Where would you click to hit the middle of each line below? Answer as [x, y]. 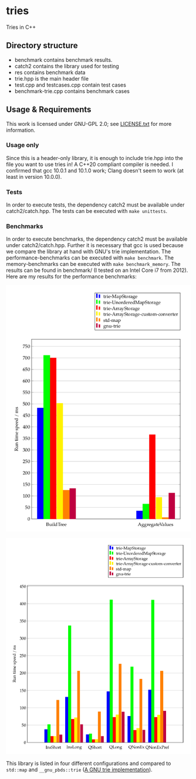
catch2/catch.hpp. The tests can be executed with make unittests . [87, 211]
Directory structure [42, 46]
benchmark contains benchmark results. [63, 59]
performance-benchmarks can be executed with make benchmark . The [90, 258]
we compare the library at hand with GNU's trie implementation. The [89, 252]
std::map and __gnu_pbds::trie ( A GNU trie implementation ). [79, 770]
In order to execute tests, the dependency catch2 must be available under [95, 205]
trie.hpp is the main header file [52, 78]
